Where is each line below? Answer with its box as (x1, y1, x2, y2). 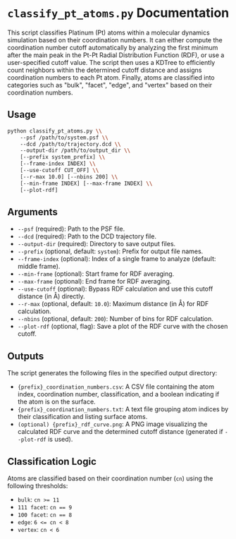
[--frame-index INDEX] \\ (20, 160, 97, 167)
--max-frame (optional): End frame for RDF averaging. (17, 277, 172, 286)
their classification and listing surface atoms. (17, 413, 148, 421)
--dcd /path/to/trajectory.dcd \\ (20, 140, 121, 147)
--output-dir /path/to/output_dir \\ (20, 147, 131, 155)
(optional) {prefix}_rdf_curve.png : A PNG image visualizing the (17, 420, 208, 428)
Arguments (7, 206, 58, 218)
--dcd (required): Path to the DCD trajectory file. (17, 232, 157, 241)
